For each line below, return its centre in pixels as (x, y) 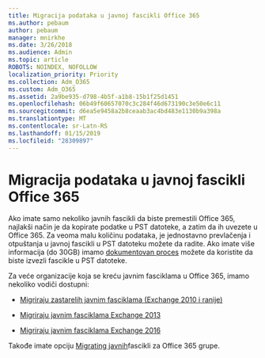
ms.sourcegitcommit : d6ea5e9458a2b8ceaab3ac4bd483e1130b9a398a (115, 112)
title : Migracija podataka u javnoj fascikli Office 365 (104, 15)
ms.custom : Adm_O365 (42, 89)
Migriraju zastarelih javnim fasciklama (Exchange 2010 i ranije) (121, 300)
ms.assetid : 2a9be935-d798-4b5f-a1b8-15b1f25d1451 (93, 97)
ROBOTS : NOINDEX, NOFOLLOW (53, 67)
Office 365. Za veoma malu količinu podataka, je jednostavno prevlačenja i (129, 235)
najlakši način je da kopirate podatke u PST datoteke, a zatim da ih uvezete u (133, 227)
